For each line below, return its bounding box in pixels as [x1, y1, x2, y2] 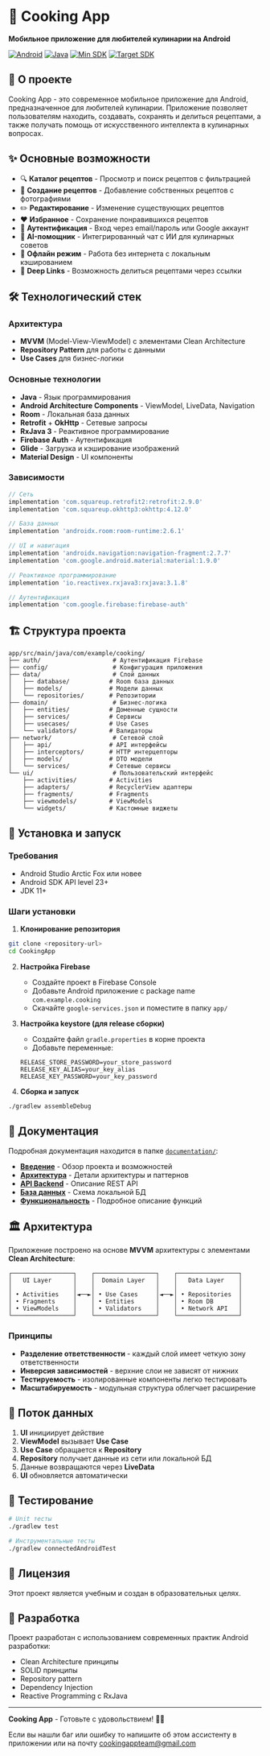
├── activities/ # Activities [22, 776, 153, 784]
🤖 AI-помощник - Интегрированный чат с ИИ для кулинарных [19, 231, 235, 241]
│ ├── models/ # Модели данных [8, 684, 163, 693]
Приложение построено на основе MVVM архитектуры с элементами [8, 1246, 251, 1255]
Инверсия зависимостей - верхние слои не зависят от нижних [19, 1366, 239, 1375]
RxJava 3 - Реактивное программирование [19, 426, 170, 436]
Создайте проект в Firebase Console [31, 977, 157, 987]
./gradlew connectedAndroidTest [8, 1544, 117, 1552]
